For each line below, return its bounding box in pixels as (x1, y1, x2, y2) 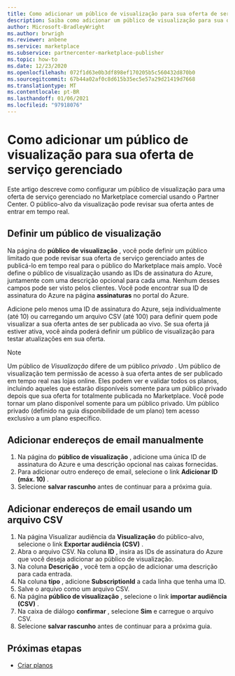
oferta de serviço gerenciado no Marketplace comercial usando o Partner (7, 192, 219, 201)
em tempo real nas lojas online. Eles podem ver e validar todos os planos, (7, 376, 219, 385)
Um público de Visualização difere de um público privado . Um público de (7, 362, 221, 370)
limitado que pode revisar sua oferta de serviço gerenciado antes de (7, 253, 205, 262)
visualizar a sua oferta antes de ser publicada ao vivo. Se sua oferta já (7, 319, 210, 328)
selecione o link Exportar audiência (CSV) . (17, 540, 143, 548)
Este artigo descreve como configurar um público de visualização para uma (7, 185, 225, 193)
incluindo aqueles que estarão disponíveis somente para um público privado (7, 384, 227, 392)
